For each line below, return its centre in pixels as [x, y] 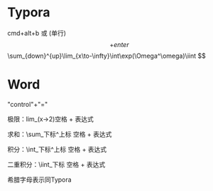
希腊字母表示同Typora [40, 180]
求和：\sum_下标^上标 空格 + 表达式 [60, 134]
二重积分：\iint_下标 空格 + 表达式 [56, 164]
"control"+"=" [28, 104]
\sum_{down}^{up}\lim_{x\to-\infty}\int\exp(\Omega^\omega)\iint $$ [106, 56]
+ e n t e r [119, 44]
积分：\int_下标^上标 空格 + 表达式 [57, 149]
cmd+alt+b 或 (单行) [37, 33]
